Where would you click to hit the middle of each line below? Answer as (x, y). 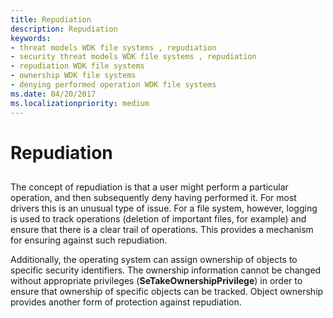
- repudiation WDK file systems (77, 66)
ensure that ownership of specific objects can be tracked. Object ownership (167, 292)
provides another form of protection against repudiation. (126, 302)
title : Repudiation (51, 19)
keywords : (31, 38)
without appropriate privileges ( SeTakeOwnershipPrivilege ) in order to (156, 281)
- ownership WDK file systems (73, 76)
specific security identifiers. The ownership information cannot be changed (166, 270)
